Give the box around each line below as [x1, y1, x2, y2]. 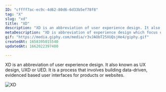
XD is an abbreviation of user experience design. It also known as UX [5, 61, 146, 67]
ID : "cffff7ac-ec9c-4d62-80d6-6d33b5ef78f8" [5, 7, 98, 12]
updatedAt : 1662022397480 [5, 44, 58, 49]
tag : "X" [5, 12, 23, 17]
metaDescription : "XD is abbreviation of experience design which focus [5, 30, 158, 35]
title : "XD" [5, 21, 30, 26]
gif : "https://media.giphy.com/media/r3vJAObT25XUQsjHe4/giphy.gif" [5, 35, 149, 40]
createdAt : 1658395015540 [5, 39, 58, 44]
